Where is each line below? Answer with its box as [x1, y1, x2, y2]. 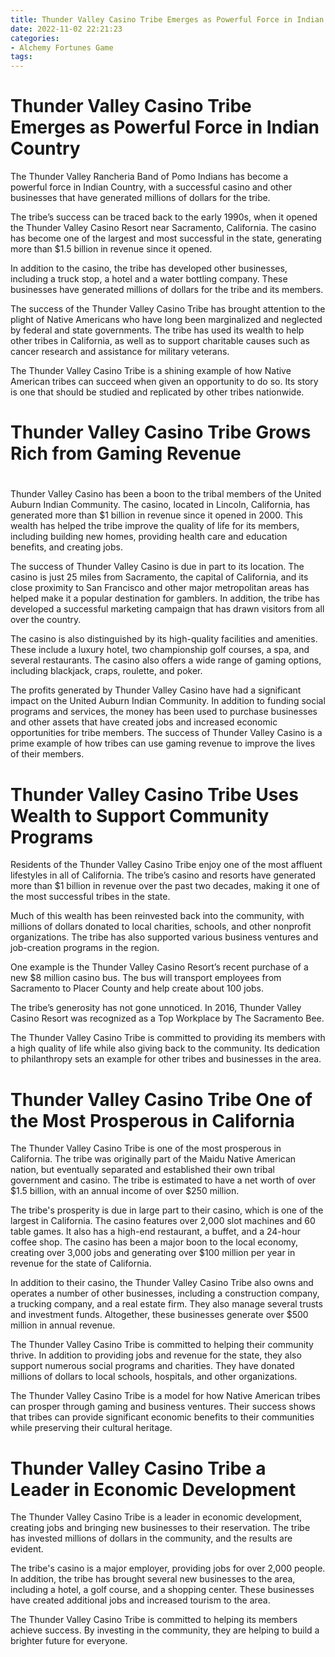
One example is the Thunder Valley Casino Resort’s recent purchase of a [10, 961, 309, 973]
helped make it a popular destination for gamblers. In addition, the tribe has [10, 592, 320, 605]
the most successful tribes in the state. [10, 891, 171, 903]
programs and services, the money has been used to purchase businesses [10, 706, 318, 718]
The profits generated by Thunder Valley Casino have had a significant [10, 684, 302, 696]
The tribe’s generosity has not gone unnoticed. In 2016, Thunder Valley [10, 1002, 302, 1014]
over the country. [10, 614, 82, 626]
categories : [10, 33, 60, 43]
